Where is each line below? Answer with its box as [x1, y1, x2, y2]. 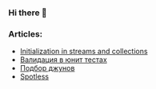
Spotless [19, 72, 50, 82]
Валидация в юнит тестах [19, 55, 108, 64]
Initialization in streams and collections [19, 47, 148, 56]
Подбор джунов [19, 64, 75, 73]
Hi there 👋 [8, 7, 48, 18]
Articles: [8, 28, 43, 39]
